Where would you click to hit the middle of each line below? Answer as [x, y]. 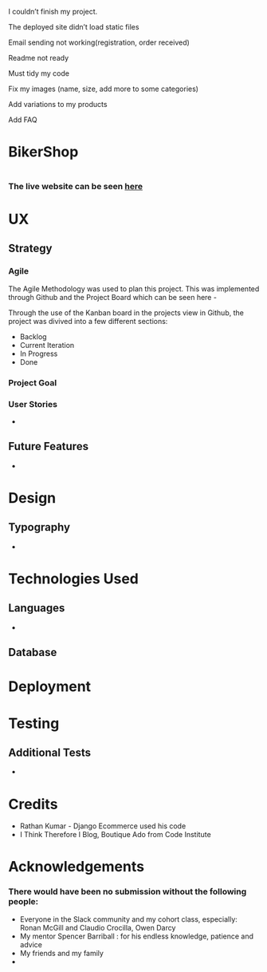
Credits [33, 804]
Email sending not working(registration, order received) [99, 42]
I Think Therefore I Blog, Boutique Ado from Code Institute [115, 835]
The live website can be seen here [76, 186]
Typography [39, 527]
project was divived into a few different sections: [88, 321]
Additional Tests [50, 752]
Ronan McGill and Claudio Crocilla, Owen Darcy [98, 927]
